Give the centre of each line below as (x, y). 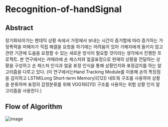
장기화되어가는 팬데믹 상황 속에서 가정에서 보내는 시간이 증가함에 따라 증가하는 (81, 40)
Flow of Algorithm (34, 107)
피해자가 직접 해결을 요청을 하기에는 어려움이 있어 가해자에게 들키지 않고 (93, 47)
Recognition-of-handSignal (63, 9)
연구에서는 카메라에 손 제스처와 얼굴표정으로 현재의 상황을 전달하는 (90, 59)
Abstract (19, 28)
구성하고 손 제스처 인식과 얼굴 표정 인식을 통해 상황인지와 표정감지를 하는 (85, 66)
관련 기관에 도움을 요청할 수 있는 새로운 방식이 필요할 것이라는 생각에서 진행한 (81, 53)
